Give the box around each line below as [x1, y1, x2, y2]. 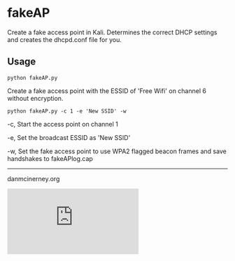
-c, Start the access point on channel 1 [7, 120, 119, 128]
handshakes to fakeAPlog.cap [7, 154, 93, 162]
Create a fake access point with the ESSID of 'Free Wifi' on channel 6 [7, 86, 206, 95]
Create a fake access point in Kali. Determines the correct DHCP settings [7, 28, 218, 36]
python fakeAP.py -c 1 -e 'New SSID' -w [7, 107, 127, 115]
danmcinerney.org [7, 174, 60, 183]
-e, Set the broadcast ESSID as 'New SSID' [7, 133, 131, 141]
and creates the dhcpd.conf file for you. [7, 35, 122, 43]
